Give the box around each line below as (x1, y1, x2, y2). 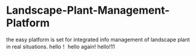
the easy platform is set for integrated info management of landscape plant (6, 36, 190, 43)
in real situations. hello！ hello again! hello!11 (6, 43, 115, 50)
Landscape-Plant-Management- (6, 4, 170, 17)
